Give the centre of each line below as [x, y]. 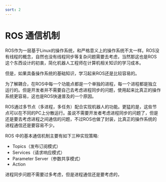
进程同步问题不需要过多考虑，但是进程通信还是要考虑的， [63, 174]
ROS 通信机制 [33, 36]
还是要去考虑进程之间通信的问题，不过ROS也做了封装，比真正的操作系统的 [81, 119]
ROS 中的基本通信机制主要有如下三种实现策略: [52, 136]
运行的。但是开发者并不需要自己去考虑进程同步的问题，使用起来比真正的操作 [83, 90]
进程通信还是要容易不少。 [31, 125]
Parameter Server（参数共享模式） [47, 158]
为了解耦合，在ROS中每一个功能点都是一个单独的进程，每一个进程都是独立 [81, 84]
